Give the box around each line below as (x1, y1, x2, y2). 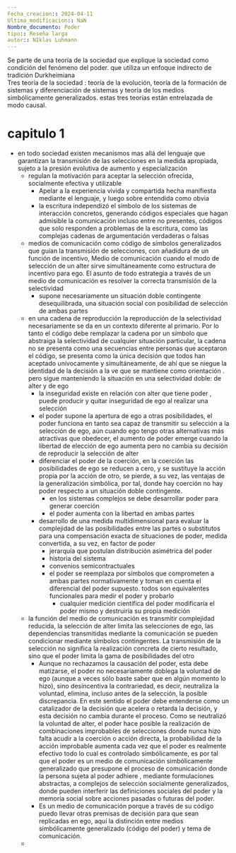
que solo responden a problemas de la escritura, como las (38, 224, 208, 233)
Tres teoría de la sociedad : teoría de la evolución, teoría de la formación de (7, 78, 228, 87)
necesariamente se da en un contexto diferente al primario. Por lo (28, 322, 219, 330)
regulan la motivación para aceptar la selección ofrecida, (28, 172, 194, 180)
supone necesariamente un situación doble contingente (38, 292, 201, 300)
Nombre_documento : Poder (7, 23, 81, 30)
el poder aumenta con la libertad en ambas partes (49, 509, 195, 518)
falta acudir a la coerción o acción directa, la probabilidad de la (38, 734, 223, 743)
